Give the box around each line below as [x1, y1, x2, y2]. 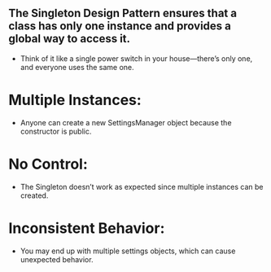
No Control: [8, 155, 88, 173]
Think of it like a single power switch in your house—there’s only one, [20, 53, 253, 64]
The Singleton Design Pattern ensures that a [8, 7, 238, 20]
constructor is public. [20, 126, 92, 136]
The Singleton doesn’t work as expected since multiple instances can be [20, 182, 264, 191]
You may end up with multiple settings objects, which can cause [20, 246, 236, 256]
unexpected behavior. [20, 254, 94, 264]
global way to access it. [8, 32, 131, 46]
